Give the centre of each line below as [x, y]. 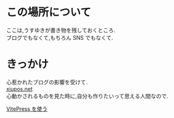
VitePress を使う [27, 108]
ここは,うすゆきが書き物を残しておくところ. [61, 30]
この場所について [49, 12]
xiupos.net [19, 88]
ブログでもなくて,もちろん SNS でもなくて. [60, 37]
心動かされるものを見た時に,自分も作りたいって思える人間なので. [87, 96]
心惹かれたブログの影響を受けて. [47, 82]
